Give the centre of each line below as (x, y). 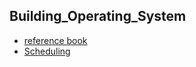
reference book (55, 40)
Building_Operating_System (98, 16)
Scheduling (47, 51)
